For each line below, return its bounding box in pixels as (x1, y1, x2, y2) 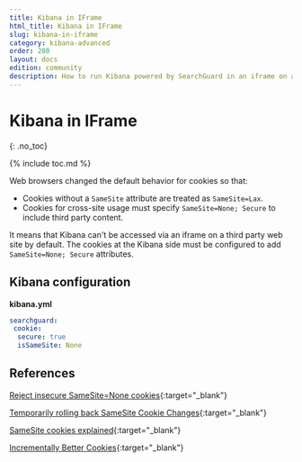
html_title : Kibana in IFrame (9, 22, 123, 31)
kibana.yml (9, 298, 52, 309)
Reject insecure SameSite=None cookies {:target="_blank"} (9, 389, 227, 401)
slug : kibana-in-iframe (9, 30, 99, 39)
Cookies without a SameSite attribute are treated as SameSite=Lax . (22, 193, 263, 204)
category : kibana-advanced (9, 38, 111, 48)
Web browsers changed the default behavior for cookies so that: (9, 175, 248, 186)
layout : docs (9, 55, 58, 64)
